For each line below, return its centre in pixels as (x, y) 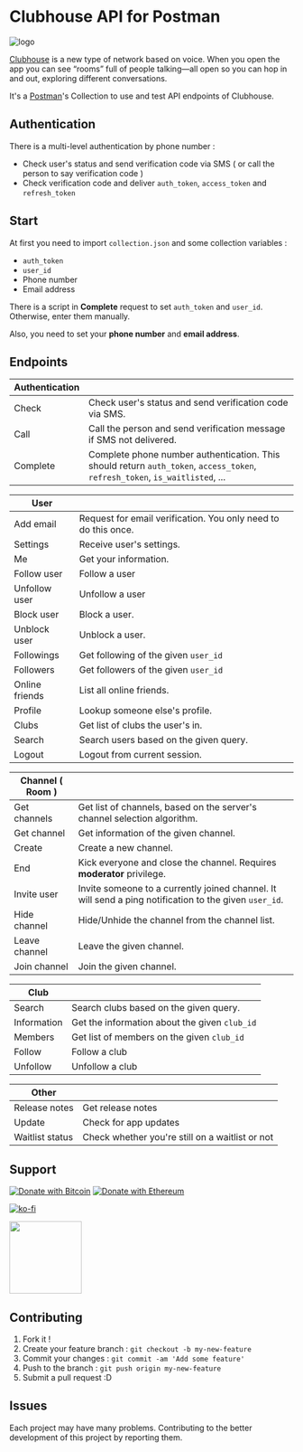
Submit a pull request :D (67, 1377)
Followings (37, 655)
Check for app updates (131, 1123)
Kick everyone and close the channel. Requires (177, 863)
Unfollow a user (112, 594)
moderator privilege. (122, 874)
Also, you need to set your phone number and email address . (124, 334)
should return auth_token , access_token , (173, 466)
